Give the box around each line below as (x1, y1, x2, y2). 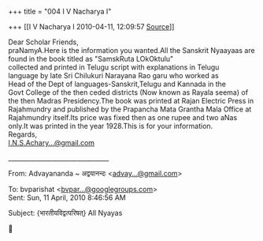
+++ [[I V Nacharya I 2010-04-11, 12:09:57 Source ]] (8, 22, 175, 31)
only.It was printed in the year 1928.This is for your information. (8, 122, 213, 130)
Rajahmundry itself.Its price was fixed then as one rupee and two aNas (8, 113, 238, 122)
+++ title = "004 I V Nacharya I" (8, 7, 112, 16)
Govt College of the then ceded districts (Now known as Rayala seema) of (8, 88, 249, 97)
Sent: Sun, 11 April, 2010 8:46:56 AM (8, 193, 126, 202)
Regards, (8, 130, 38, 139)
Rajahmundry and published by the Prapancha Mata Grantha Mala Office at (8, 104, 252, 114)
